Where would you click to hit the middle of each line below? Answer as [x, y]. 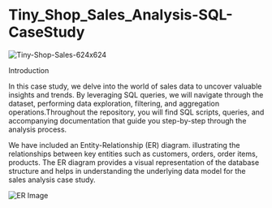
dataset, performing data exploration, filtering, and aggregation [114, 103]
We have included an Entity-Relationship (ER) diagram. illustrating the [124, 145]
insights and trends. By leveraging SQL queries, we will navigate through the [136, 94]
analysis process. [38, 129]
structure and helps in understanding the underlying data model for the [127, 171]
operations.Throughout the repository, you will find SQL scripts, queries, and [136, 112]
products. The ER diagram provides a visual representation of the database [134, 162]
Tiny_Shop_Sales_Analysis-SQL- [121, 15]
